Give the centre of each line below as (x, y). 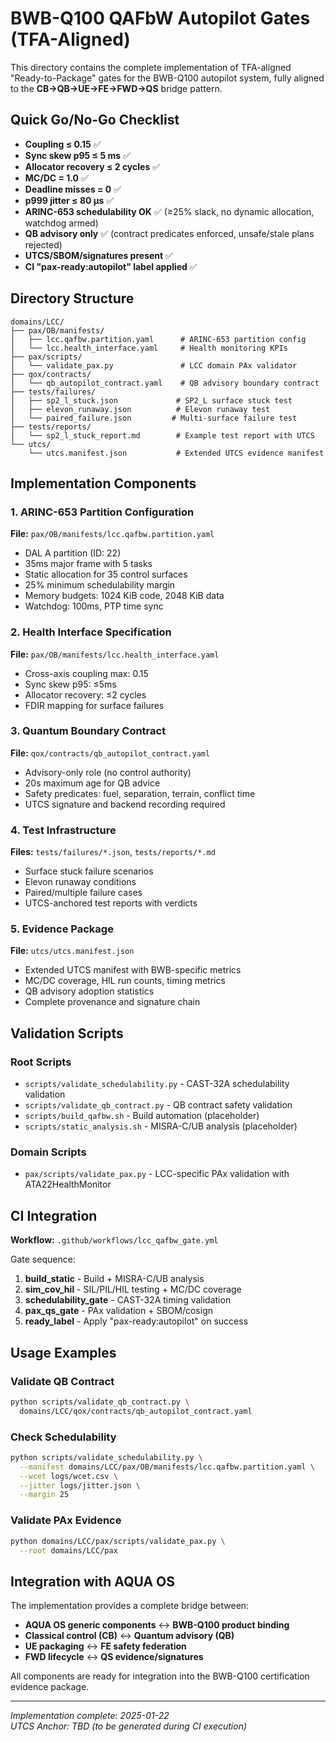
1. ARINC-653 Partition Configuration (102, 512)
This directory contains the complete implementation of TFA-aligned (151, 67)
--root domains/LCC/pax (68, 1550)
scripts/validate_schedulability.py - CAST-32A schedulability (157, 1084)
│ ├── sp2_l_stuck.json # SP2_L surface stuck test (151, 400)
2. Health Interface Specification (91, 632)
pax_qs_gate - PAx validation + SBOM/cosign (118, 1311)
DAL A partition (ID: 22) (73, 553)
